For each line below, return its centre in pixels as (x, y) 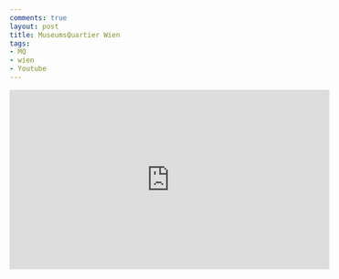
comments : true (38, 18)
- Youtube (28, 69)
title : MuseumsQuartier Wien (65, 35)
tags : (20, 43)
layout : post (34, 26)
